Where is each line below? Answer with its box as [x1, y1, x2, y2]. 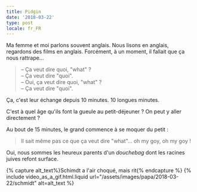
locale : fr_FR [6, 25, 42, 32]
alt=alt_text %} [38, 179, 75, 187]
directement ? [6, 114, 41, 122]
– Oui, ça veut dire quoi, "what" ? [20, 79, 102, 86]
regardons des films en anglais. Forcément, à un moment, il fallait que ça [6, 48, 185, 55]
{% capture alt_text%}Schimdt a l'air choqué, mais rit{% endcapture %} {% [6, 167, 192, 174]
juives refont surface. [6, 156, 59, 163]
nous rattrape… [6, 54, 44, 61]
